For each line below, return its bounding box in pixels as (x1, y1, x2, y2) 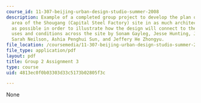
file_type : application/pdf (6, 48, 77, 54)
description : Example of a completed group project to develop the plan (6, 14, 191, 20)
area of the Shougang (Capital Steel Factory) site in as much (11, 20, 172, 26)
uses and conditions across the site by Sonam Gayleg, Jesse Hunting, (11, 31, 191, 37)
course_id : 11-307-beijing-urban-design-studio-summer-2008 (6, 8, 160, 15)
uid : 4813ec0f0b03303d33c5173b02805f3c (6, 70, 106, 76)
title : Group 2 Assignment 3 (6, 58, 79, 64)
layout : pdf (6, 53, 36, 59)
